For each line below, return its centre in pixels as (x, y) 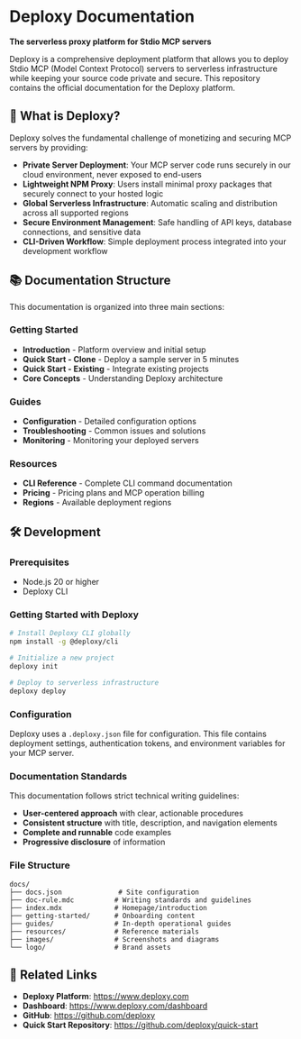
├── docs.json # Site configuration (105, 892)
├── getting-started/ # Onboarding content (102, 916)
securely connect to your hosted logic (93, 193)
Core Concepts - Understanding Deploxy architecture (123, 378)
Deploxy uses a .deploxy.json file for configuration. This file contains (138, 734)
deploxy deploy (38, 691)
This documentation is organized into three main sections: (117, 306)
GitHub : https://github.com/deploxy (89, 1016)
